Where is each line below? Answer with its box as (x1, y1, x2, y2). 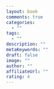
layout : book (6, 8, 38, 15)
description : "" (6, 42, 46, 47)
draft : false (6, 52, 38, 58)
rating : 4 (6, 74, 31, 80)
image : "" (6, 57, 31, 63)
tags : (6, 30, 19, 36)
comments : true (6, 14, 43, 20)
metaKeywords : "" (6, 47, 49, 53)
